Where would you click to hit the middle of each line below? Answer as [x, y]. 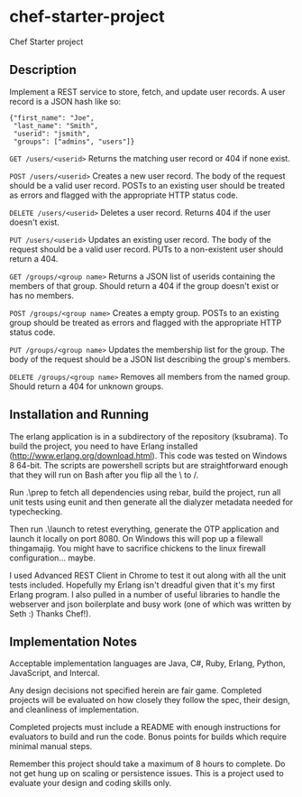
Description [43, 70]
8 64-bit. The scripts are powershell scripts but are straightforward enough [149, 465]
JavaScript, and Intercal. [55, 673]
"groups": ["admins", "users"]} [74, 142]
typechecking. [36, 511]
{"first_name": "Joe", [52, 118]
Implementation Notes [73, 641]
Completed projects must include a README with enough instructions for [145, 727]
